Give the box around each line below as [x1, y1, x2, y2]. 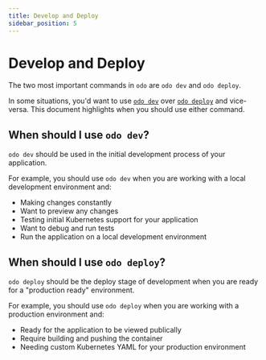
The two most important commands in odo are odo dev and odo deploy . [8, 81, 242, 90]
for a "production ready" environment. [8, 285, 135, 295]
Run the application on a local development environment [19, 232, 207, 242]
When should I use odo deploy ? [8, 255, 166, 269]
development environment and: [8, 182, 112, 192]
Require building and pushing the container [19, 333, 163, 343]
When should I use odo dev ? [8, 128, 150, 142]
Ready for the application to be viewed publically [19, 325, 182, 335]
